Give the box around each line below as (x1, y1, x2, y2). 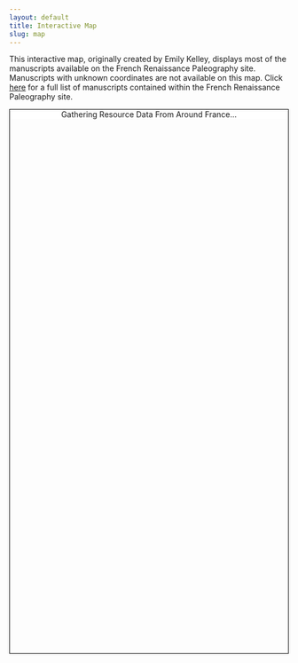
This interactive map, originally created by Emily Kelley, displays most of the (9, 54, 286, 65)
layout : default (9, 12, 69, 22)
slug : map (9, 29, 46, 38)
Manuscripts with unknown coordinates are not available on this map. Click (9, 73, 284, 83)
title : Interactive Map (9, 21, 98, 30)
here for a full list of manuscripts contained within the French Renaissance (9, 82, 281, 93)
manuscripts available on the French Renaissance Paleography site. (9, 63, 256, 74)
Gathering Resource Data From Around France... (60, 109, 238, 120)
